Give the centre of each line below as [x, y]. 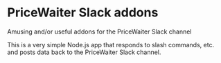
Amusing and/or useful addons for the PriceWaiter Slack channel [99, 32]
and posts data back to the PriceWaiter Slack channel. [84, 52]
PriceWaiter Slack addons [83, 13]
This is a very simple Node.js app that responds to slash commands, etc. [111, 45]
